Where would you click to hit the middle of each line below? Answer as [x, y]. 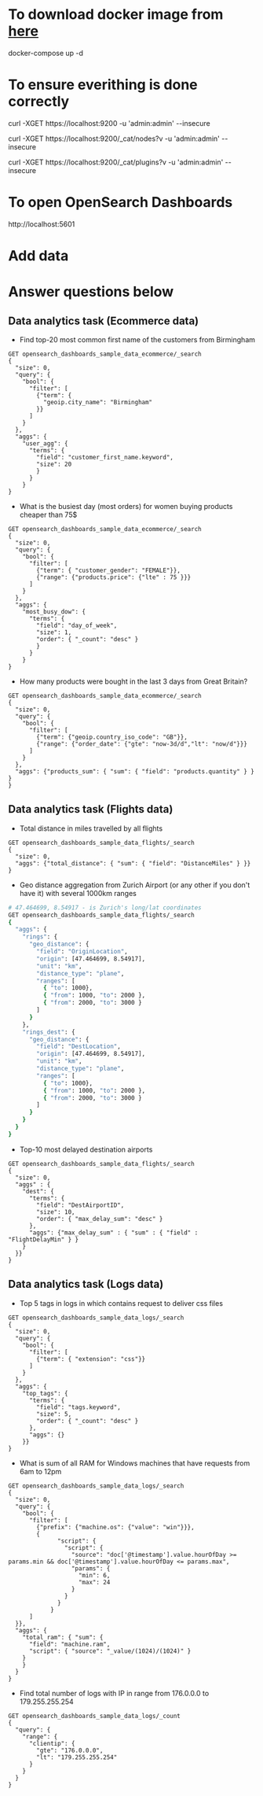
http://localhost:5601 [42, 224]
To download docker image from [116, 15]
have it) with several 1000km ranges [78, 893]
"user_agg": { [45, 444]
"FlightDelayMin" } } [44, 1239]
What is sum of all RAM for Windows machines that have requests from [135, 1463]
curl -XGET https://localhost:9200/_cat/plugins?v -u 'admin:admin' [116, 162]
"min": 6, [94, 1575]
